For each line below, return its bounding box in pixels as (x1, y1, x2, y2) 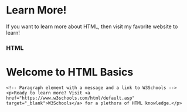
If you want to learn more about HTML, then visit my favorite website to (6, 23, 178, 30)
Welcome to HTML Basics (6, 66, 134, 79)
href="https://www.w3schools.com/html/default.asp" (6, 95, 135, 101)
